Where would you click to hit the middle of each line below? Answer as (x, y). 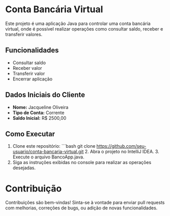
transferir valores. (24, 34)
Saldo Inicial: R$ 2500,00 (40, 118)
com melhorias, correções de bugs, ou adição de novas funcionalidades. (81, 208)
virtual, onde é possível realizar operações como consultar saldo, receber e (84, 29)
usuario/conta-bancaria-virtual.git (48, 152)
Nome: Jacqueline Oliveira (40, 107)
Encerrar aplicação (32, 79)
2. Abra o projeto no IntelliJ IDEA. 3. (122, 152)
